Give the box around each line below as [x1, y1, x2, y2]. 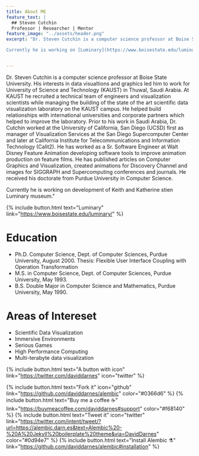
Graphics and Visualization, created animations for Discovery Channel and [6, 161, 188, 169]
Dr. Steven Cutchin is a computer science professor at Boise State [6, 74, 167, 81]
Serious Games [14, 341, 52, 349]
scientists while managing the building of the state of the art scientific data [6, 99, 188, 106]
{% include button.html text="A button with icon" [6, 366, 126, 373]
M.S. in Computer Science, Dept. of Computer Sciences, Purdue [14, 270, 172, 277]
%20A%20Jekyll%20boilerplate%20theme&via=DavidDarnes [6, 430, 157, 437]
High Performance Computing [14, 348, 88, 355]
